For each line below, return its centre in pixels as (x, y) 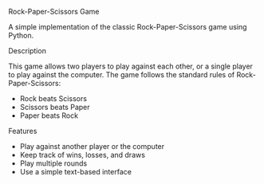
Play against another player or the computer (92, 146)
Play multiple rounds (53, 163)
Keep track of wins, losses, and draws (83, 155)
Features (23, 131)
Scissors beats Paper (55, 107)
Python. (21, 35)
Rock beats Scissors (53, 98)
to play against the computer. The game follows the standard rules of (122, 74)
